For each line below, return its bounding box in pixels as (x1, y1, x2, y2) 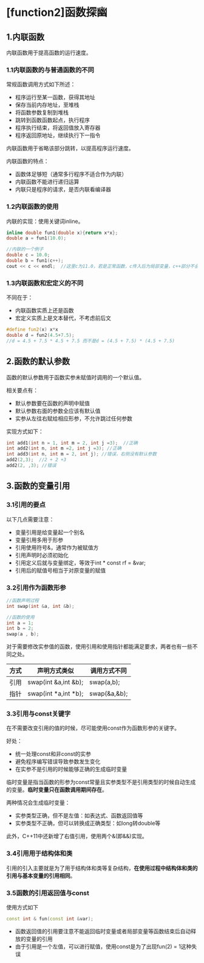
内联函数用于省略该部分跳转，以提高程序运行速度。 (6, 144, 134, 152)
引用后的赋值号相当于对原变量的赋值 (15, 566, 106, 574)
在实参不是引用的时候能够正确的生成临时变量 (15, 766, 127, 773)
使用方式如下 (6, 904, 38, 911)
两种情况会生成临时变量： (6, 799, 70, 806)
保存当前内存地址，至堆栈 (15, 101, 80, 108)
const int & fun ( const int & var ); (6, 916, 94, 922)
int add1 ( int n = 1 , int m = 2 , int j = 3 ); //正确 (6, 440, 138, 446)
